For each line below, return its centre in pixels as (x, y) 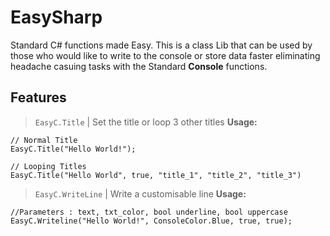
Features (38, 97)
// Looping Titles (48, 166)
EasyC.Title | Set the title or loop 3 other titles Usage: (146, 122)
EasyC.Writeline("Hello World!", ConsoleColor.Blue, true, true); (151, 221)
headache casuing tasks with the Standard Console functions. (139, 66)
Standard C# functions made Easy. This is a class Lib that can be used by (161, 45)
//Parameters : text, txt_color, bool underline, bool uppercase (149, 212)
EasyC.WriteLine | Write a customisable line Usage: (140, 193)
